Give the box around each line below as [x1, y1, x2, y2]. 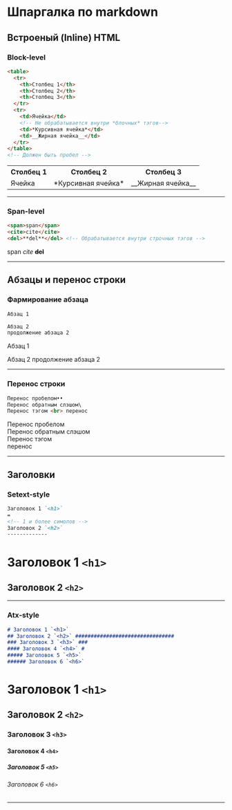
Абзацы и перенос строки [7, 274, 126, 286]
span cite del [7, 248, 44, 256]
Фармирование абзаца [7, 295, 88, 304]
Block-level [7, 53, 46, 62]
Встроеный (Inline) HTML [7, 32, 121, 44]
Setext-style [7, 489, 50, 499]
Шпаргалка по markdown [7, 4, 159, 20]
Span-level [7, 207, 45, 217]
